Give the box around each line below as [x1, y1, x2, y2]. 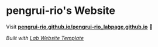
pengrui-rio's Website [6, 4, 116, 17]
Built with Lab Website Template [6, 34, 84, 41]
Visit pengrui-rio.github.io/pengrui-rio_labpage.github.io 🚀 [6, 23, 153, 30]
